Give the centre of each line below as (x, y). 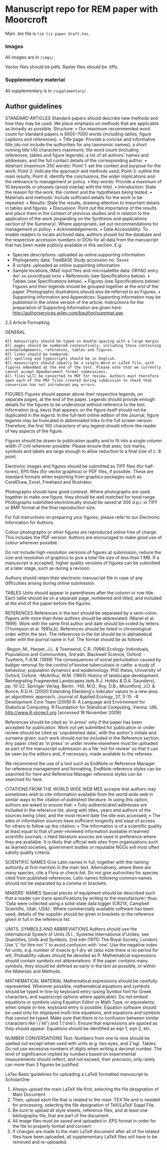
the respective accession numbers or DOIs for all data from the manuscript (82, 240)
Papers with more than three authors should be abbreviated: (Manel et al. (80, 619)
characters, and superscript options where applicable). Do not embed (77, 997)
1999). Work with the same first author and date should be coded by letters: (83, 624)
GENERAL (15, 332)
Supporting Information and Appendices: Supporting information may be (86, 297)
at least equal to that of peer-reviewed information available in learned (77, 832)
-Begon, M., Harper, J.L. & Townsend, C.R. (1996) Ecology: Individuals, (77, 649)
